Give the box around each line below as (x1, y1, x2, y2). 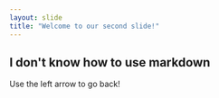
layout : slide (9, 13, 63, 22)
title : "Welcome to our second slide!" (9, 22, 160, 31)
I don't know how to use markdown (9, 55, 211, 70)
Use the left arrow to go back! (9, 78, 120, 90)
